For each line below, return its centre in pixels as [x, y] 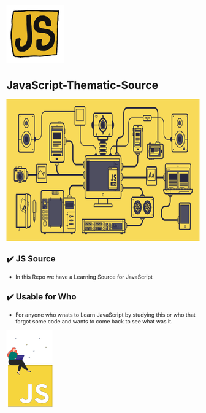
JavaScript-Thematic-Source [82, 86]
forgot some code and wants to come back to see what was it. [94, 321]
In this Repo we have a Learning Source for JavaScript [84, 277]
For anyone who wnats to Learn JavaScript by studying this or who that [105, 315]
